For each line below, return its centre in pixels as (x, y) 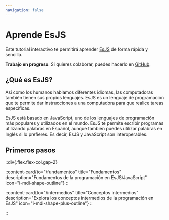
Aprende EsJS (36, 35)
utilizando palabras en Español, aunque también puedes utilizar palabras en (84, 129)
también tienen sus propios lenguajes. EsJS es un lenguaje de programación (85, 98)
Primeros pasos (31, 150)
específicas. (18, 108)
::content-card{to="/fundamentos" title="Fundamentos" (63, 172)
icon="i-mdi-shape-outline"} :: (37, 183)
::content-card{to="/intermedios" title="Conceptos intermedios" (72, 193)
